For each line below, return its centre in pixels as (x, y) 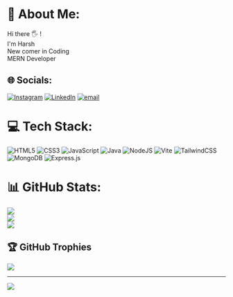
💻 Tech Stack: (50, 126)
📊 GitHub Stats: (54, 187)
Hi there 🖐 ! (24, 33)
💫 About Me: (44, 14)
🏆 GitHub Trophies (50, 247)
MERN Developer (32, 58)
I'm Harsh (21, 44)
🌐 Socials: (30, 80)
